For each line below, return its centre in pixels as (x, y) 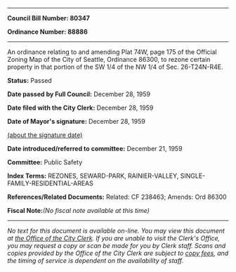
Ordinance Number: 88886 (47, 32)
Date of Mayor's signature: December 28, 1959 (76, 121)
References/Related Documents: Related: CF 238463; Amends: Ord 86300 (117, 197)
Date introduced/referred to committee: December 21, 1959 (95, 149)
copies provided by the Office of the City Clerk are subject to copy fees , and (118, 253)
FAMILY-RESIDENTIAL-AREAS (50, 183)
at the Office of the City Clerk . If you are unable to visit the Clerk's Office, (114, 238)
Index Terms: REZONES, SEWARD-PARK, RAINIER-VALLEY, (93, 176)
